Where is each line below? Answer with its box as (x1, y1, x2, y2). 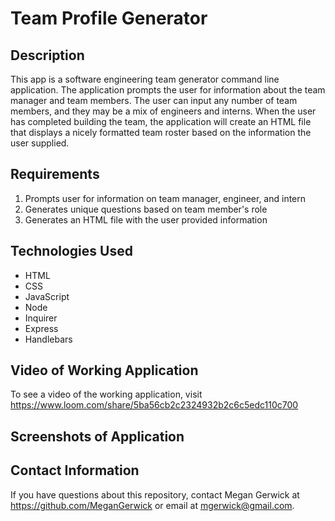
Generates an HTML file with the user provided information (24, 213, 268, 226)
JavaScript (24, 290, 70, 302)
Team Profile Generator (10, 7, 208, 30)
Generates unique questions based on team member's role (24, 203, 268, 215)
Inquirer (24, 312, 58, 324)
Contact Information (10, 462, 140, 479)
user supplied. (10, 137, 70, 149)
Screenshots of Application (10, 428, 185, 445)
